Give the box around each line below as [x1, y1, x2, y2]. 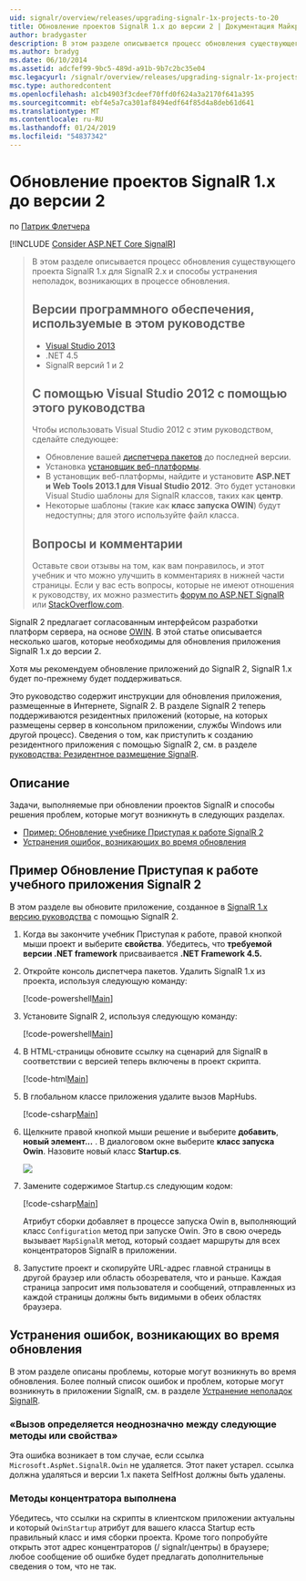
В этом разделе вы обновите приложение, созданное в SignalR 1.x [9, 901, 269, 912]
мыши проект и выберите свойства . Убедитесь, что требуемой [22, 938, 272, 949]
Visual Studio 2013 [45, 340, 116, 351]
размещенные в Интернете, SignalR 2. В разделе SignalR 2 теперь [9, 701, 266, 712]
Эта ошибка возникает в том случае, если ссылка [9, 1450, 205, 1461]
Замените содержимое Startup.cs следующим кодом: [22, 1180, 234, 1191]
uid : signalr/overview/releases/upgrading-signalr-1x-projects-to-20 [9, 13, 280, 23]
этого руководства [31, 400, 146, 416]
